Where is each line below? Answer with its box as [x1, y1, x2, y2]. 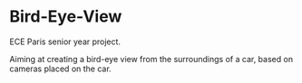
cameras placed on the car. [9, 63, 112, 74]
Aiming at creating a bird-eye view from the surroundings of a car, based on [9, 53, 293, 64]
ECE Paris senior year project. [9, 36, 121, 47]
